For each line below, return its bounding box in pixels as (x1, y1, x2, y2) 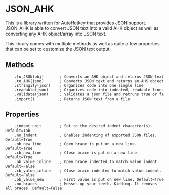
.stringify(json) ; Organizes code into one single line (14, 83, 144, 88)
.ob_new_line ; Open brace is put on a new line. (14, 141, 137, 146)
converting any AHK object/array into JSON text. (5, 30, 107, 37)
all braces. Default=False (5, 186, 62, 191)
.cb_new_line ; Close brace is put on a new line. (14, 150, 139, 155)
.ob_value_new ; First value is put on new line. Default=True (14, 177, 164, 182)
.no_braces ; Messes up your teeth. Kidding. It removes (14, 181, 157, 186)
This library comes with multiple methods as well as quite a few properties (5, 40, 160, 46)
